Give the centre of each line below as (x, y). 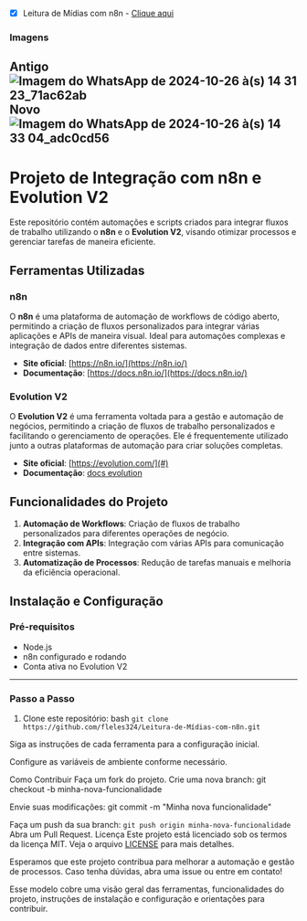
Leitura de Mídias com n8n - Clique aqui (98, 13)
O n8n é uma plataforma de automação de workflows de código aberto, (145, 316)
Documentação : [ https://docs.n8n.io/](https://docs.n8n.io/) (135, 373)
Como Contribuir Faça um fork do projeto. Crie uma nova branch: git (138, 779)
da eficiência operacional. (71, 572)
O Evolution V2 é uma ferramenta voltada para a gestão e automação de (147, 417)
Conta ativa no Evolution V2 (75, 666)
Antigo (29, 67)
